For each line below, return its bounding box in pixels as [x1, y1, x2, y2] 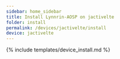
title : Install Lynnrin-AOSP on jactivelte [6, 14, 115, 20]
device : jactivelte [6, 30, 54, 36]
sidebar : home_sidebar [6, 8, 62, 15]
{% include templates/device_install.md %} [6, 46, 111, 53]
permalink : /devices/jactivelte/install [6, 25, 107, 31]
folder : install [6, 19, 46, 25]
